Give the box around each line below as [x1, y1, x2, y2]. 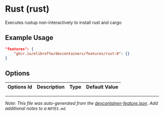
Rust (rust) [5, 3, 50, 15]
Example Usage [5, 34, 54, 42]
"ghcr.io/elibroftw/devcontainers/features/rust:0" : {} [14, 51, 130, 56]
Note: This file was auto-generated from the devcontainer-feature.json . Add [5, 100, 158, 106]
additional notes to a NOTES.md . [5, 106, 67, 112]
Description [37, 84, 65, 91]
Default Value [86, 84, 119, 91]
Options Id [7, 84, 33, 91]
